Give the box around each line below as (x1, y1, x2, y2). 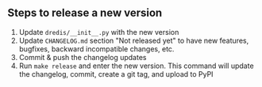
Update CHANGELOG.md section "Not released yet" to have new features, (18, 36, 249, 45)
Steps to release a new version (7, 6, 163, 20)
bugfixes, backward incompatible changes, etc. (18, 43, 175, 54)
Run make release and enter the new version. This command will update (18, 61, 255, 70)
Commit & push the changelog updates (18, 52, 147, 62)
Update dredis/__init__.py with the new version (18, 27, 179, 36)
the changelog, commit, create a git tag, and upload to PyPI (18, 69, 214, 78)
